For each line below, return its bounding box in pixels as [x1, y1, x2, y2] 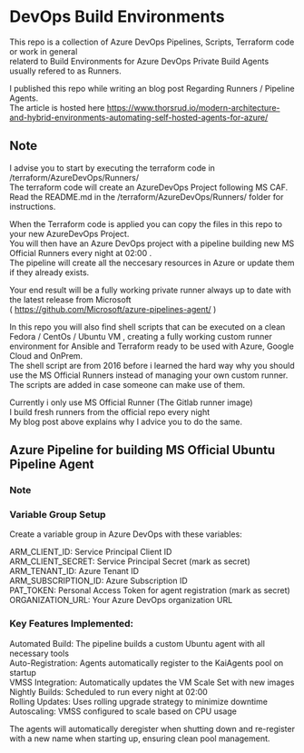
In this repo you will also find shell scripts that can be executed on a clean [9, 321, 286, 332]
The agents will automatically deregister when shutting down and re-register [9, 723, 295, 734]
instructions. [9, 201, 56, 212]
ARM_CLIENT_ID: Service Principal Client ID [9, 547, 172, 558]
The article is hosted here [9, 102, 105, 113]
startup [9, 667, 36, 678]
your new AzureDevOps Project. [9, 228, 130, 239]
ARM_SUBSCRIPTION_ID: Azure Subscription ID [9, 575, 188, 587]
